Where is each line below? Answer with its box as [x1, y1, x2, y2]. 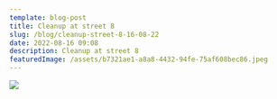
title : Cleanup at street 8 [9, 22, 115, 31]
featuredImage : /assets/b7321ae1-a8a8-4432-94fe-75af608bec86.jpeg [9, 55, 269, 64]
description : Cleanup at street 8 [9, 47, 140, 56]
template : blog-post [9, 13, 88, 22]
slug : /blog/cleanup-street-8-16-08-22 [9, 30, 160, 39]
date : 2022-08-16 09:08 [9, 38, 99, 48]
